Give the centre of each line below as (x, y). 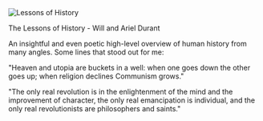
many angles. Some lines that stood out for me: (86, 52)
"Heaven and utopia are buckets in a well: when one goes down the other (129, 68)
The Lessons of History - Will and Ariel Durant (84, 28)
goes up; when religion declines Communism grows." (96, 76)
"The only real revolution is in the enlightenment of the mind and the (121, 92)
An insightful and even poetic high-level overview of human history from (127, 44)
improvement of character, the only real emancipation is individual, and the (131, 100)
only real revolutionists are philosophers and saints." (95, 109)
